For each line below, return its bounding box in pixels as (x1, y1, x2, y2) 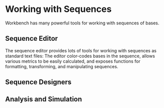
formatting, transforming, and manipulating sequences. (5, 63, 119, 69)
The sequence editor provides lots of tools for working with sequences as (5, 47, 157, 53)
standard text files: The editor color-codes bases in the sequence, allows (5, 53, 156, 59)
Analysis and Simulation (5, 95, 82, 103)
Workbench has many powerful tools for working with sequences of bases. (5, 20, 160, 26)
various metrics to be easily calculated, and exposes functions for (5, 58, 141, 64)
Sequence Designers (5, 78, 72, 87)
